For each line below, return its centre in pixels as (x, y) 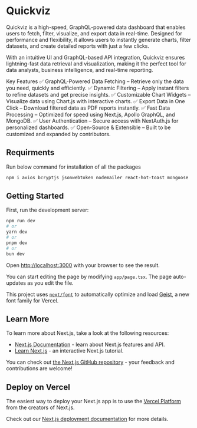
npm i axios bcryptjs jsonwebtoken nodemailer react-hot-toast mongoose (97, 177)
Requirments (30, 152)
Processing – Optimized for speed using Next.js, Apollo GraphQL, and (91, 114)
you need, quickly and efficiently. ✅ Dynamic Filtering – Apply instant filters (98, 88)
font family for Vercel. (32, 300)
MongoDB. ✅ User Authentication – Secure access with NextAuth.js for (92, 121)
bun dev (16, 254)
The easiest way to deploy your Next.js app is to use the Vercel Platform (94, 401)
